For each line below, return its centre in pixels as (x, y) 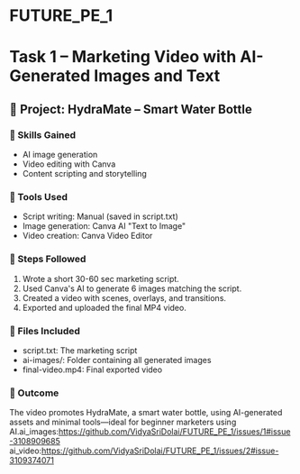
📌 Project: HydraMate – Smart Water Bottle (131, 109)
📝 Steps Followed (48, 260)
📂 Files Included (45, 331)
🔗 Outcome (34, 393)
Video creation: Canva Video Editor (87, 236)
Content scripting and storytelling (84, 174)
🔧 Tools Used (38, 196)
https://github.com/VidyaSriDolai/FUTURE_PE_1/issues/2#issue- (160, 451)
